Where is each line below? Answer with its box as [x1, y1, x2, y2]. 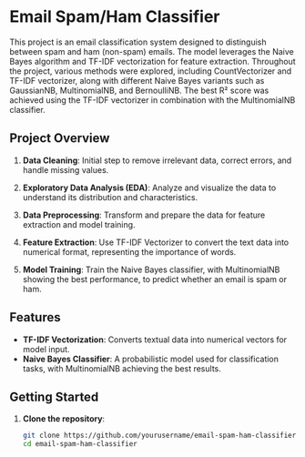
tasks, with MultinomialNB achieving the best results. [22, 362, 221, 374]
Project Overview [9, 130, 110, 147]
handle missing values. [22, 164, 109, 175]
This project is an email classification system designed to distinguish [9, 36, 267, 47]
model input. [22, 343, 70, 354]
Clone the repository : [22, 413, 106, 424]
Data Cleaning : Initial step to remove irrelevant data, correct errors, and [22, 155, 292, 166]
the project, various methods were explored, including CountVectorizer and [9, 66, 292, 76]
